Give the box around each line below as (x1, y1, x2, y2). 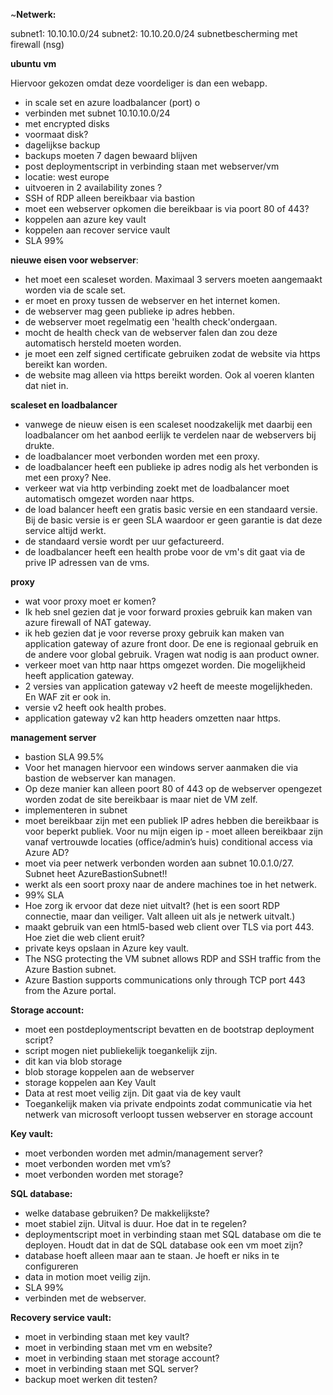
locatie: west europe (24, 171, 110, 183)
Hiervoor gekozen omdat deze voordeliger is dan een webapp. (10, 77, 268, 89)
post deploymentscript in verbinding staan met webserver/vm (24, 160, 280, 172)
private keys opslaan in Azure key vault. (24, 942, 190, 954)
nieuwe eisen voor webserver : (10, 254, 139, 266)
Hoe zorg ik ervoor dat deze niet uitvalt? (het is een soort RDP (24, 900, 280, 911)
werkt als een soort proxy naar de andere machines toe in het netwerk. (24, 879, 318, 890)
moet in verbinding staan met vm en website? (24, 1342, 213, 1353)
